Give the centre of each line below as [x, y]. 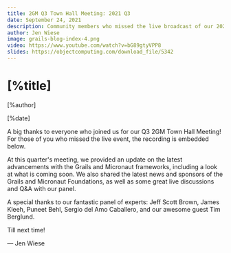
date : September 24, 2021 [44, 20]
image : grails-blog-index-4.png [53, 39]
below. [16, 146]
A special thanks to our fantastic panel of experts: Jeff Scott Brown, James [113, 202]
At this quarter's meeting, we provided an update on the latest [95, 159]
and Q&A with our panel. [42, 188]
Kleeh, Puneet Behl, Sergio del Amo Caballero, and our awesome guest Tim [114, 209]
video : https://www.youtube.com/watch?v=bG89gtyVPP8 [84, 45]
